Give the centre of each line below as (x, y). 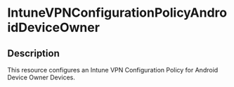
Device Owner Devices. (41, 77)
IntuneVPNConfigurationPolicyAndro (117, 13)
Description (33, 53)
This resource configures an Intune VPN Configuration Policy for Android (113, 70)
